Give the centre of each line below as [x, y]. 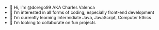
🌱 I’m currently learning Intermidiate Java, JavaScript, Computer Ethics [80, 17]
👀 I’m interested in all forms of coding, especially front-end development [82, 12]
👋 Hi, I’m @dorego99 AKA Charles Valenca [52, 7]
